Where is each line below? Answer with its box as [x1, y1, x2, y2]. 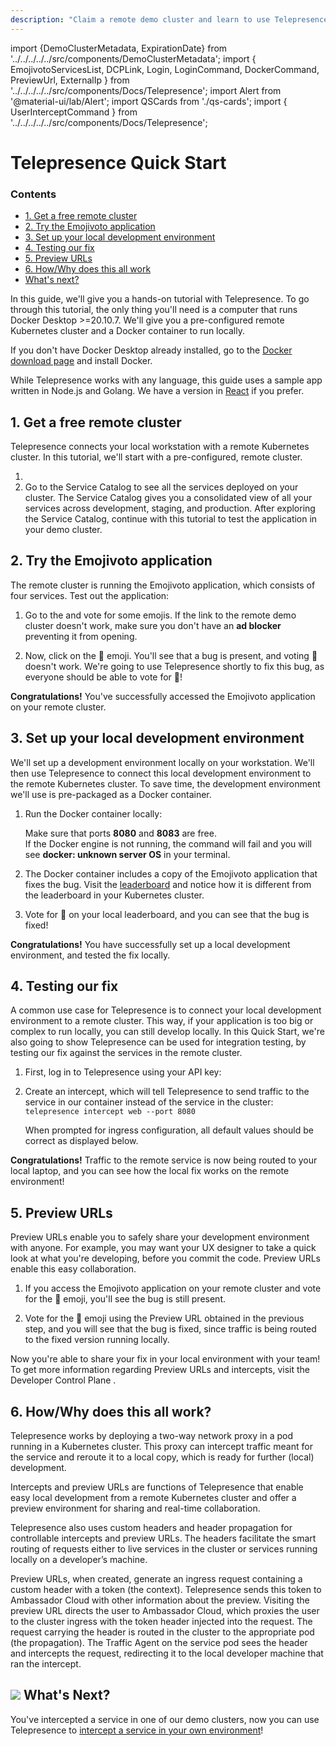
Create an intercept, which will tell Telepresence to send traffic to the [24, 1086, 310, 1098]
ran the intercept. [10, 1657, 82, 1670]
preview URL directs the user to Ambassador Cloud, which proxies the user [10, 1604, 320, 1616]
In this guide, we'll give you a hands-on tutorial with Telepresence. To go [10, 293, 310, 305]
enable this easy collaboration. [10, 1263, 137, 1275]
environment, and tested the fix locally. [10, 949, 171, 961]
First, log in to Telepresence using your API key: [24, 1066, 222, 1078]
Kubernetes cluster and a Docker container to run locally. [10, 325, 246, 337]
